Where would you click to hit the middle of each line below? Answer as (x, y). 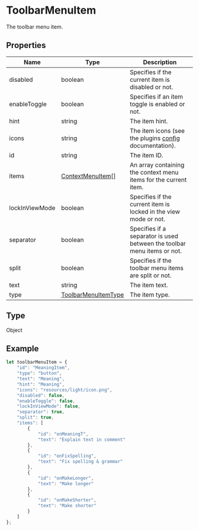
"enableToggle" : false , (46, 401)
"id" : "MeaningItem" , (43, 368)
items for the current (158, 180)
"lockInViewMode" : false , (49, 406)
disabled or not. (151, 87)
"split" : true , (36, 418)
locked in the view (155, 211)
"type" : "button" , (39, 373)
